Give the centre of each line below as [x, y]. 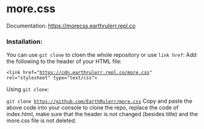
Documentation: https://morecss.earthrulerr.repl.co [71, 26]
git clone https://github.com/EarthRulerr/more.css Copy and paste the [99, 101]
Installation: [25, 42]
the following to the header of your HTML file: [64, 61]
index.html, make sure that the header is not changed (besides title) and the [102, 114]
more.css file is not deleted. [41, 120]
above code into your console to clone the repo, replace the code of [92, 108]
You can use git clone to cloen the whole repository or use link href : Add [101, 55]
